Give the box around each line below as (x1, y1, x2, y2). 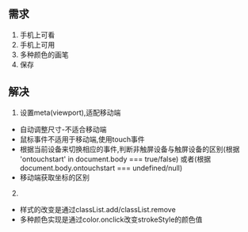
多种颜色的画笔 (19, 50, 69, 59)
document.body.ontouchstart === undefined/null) (19, 163, 183, 173)
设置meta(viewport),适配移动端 (19, 108, 121, 117)
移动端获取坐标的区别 (19, 173, 90, 182)
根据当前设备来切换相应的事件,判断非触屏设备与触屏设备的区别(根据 (19, 144, 240, 154)
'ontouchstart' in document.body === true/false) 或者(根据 (19, 154, 212, 164)
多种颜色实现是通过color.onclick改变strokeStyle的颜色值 (19, 215, 203, 224)
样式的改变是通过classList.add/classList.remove (19, 204, 176, 214)
